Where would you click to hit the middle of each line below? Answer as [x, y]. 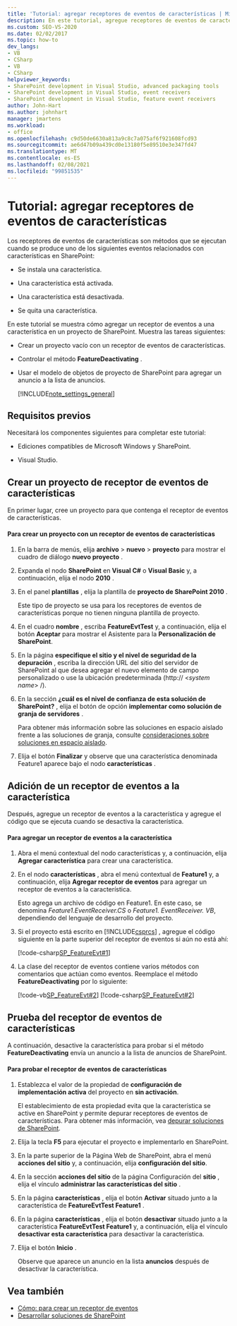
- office [20, 132]
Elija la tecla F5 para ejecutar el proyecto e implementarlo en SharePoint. [123, 1142]
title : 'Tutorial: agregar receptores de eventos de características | [115, 14]
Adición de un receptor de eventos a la [93, 786]
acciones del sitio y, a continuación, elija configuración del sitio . [112, 1163]
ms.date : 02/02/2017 [38, 34]
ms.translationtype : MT [42, 152]
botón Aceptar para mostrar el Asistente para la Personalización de [117, 634]
